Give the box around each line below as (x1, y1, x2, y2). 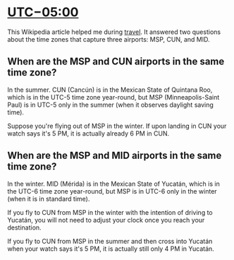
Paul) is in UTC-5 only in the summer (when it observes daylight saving (7, 100, 214, 109)
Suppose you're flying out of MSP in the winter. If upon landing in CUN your (7, 122, 227, 130)
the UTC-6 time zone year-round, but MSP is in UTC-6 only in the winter (7, 187, 217, 195)
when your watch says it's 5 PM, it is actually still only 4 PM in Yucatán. (7, 244, 215, 253)
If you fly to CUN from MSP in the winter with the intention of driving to (7, 208, 213, 216)
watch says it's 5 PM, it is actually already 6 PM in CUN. (7, 129, 170, 138)
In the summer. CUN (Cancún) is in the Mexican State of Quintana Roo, (7, 85, 213, 94)
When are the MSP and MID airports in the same (7, 150, 222, 162)
